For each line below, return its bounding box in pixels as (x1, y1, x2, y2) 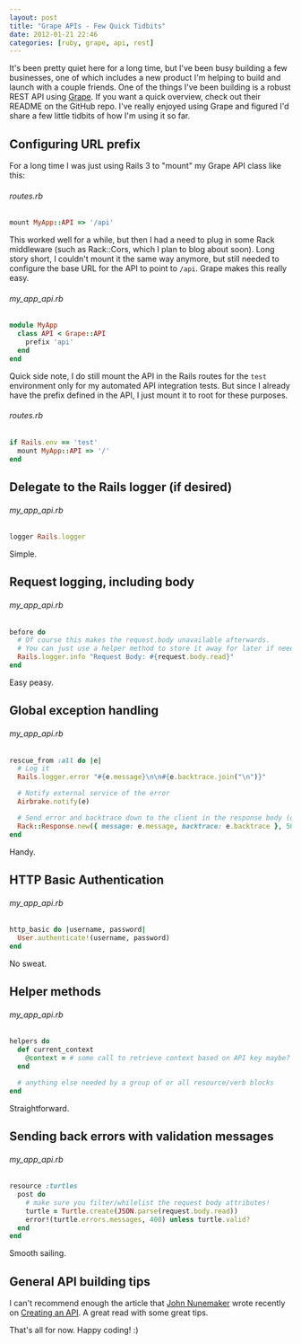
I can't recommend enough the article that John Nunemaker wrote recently (9, 1298, 286, 1309)
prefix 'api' (25, 338, 74, 347)
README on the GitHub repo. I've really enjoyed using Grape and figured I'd (9, 101, 289, 112)
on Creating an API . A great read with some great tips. (9, 1307, 209, 1318)
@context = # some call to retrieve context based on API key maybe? (25, 1054, 291, 1063)
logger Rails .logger (9, 532, 87, 541)
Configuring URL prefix (9, 136, 141, 152)
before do (9, 628, 47, 637)
